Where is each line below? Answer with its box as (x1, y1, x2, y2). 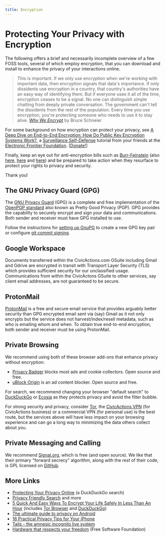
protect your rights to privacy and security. (5, 162, 92, 168)
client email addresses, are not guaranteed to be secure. (5, 278, 120, 284)
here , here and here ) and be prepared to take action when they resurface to (5, 157, 159, 163)
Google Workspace (5, 244, 66, 252)
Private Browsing (5, 341, 59, 349)
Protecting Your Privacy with (5, 28, 125, 39)
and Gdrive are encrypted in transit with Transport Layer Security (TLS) (5, 262, 150, 269)
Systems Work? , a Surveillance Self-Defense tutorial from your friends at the (5, 137, 161, 143)
